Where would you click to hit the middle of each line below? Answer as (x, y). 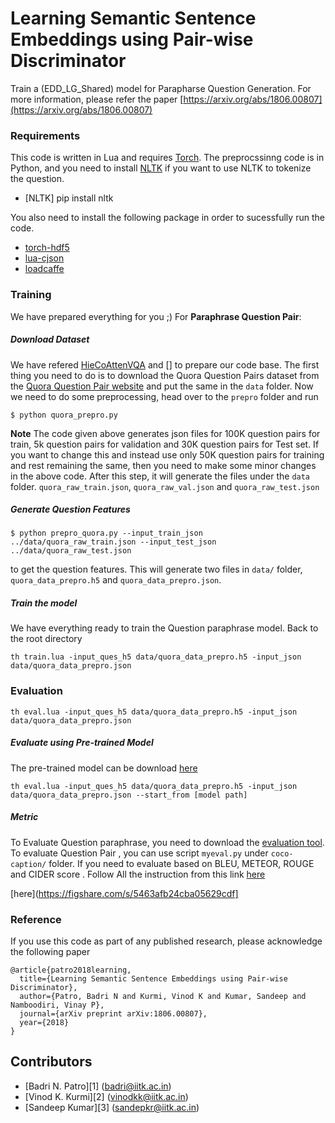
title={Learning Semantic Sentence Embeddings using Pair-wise (153, 978)
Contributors (51, 1062)
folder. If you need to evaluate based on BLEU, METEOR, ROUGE (181, 863)
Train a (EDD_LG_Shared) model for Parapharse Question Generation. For (161, 88)
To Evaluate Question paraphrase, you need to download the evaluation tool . (167, 842)
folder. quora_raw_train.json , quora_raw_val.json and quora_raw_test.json (165, 486)
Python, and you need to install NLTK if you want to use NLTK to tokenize (161, 168)
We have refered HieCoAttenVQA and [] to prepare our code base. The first (165, 364)
